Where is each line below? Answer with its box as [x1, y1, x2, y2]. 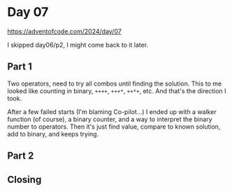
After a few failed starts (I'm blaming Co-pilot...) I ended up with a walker [7, 107, 217, 115]
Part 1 [7, 61, 33, 73]
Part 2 [7, 150, 34, 162]
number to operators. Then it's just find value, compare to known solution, [7, 122, 221, 131]
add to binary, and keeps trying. [7, 129, 99, 138]
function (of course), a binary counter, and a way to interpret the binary [7, 115, 212, 123]
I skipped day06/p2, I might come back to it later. [7, 40, 149, 49]
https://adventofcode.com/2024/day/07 [7, 27, 122, 35]
